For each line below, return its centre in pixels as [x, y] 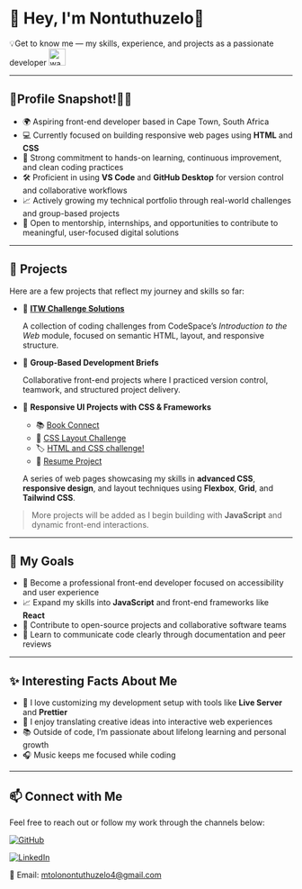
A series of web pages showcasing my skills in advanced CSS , [139, 478]
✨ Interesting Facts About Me [93, 680]
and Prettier [45, 712]
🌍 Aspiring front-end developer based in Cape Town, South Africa [146, 122]
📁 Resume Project [69, 461]
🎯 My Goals [42, 561]
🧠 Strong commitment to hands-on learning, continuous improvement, [152, 158]
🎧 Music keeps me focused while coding [99, 755]
